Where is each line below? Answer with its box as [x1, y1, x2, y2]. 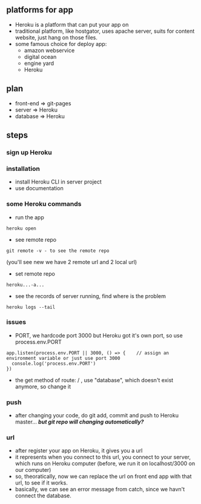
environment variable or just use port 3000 [6, 355, 120, 361]
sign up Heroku [6, 148, 53, 156]
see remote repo [15, 236, 57, 243]
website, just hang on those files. [15, 33, 98, 41]
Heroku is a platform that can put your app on [15, 21, 129, 28]
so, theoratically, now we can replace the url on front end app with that [15, 472, 192, 480]
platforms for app [6, 5, 74, 15]
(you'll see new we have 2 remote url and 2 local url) [6, 258, 137, 265]
